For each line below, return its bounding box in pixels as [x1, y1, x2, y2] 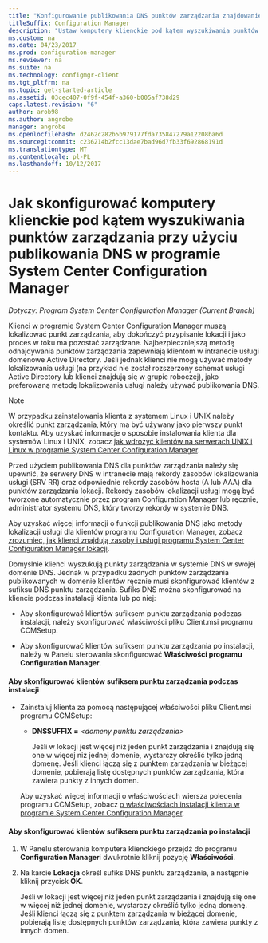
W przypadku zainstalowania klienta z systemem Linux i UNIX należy [8, 412, 235, 421]
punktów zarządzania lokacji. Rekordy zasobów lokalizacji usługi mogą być [8, 486, 255, 495]
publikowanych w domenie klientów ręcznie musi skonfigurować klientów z [8, 576, 255, 586]
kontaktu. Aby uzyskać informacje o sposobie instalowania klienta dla [8, 428, 237, 438]
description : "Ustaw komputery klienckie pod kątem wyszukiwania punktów [8, 26, 259, 34]
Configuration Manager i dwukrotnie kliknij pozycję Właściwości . [19, 853, 235, 862]
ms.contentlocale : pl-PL [8, 152, 91, 160]
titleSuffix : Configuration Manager [8, 19, 130, 27]
